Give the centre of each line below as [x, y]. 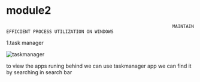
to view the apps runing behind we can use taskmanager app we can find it [99, 66]
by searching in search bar [39, 72]
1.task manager [25, 42]
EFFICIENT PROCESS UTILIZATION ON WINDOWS [60, 31]
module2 [29, 10]
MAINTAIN [183, 26]
